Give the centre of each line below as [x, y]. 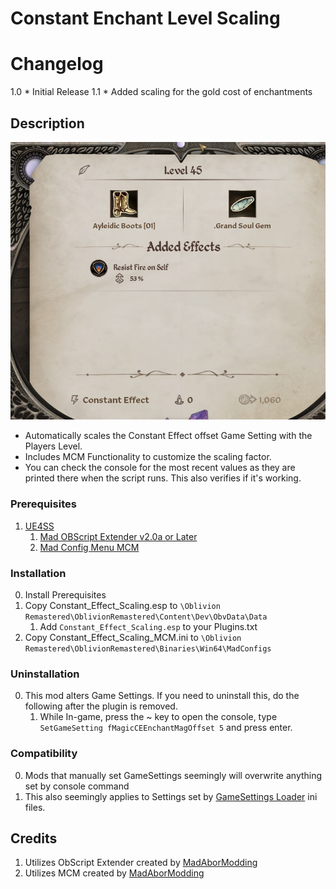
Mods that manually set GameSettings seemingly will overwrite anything [173, 775]
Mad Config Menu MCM [89, 547]
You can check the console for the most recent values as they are [160, 468]
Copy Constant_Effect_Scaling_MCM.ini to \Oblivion [133, 637]
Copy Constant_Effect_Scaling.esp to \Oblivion [122, 605]
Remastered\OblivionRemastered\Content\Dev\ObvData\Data [146, 617]
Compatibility [44, 754]
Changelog [57, 64]
